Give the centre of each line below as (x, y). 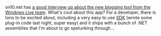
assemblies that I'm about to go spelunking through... (60, 28)
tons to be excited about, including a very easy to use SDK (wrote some (79, 18)
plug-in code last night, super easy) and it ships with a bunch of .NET (77, 23)
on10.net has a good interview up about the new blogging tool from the (78, 7)
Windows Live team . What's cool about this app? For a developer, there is (80, 12)
